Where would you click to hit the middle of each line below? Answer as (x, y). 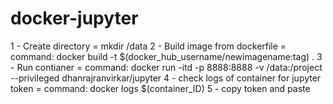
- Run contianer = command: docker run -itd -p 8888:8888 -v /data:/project (166, 67)
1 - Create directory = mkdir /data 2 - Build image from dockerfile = (148, 46)
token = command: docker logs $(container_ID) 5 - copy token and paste (160, 88)
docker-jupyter (74, 18)
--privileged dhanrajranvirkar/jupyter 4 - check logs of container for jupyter (166, 78)
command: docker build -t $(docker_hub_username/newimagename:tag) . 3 (166, 56)
